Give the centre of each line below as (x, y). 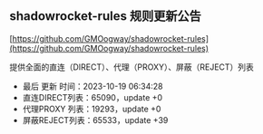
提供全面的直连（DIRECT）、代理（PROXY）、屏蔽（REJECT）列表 (131, 67)
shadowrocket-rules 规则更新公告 (105, 16)
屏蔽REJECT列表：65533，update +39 (95, 120)
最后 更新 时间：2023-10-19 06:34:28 (93, 86)
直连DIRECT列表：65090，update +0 (93, 97)
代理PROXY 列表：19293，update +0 (92, 109)
